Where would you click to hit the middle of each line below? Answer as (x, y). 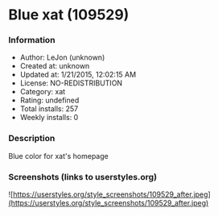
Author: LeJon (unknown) (62, 57)
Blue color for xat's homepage (58, 156)
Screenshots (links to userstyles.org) (83, 177)
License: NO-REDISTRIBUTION (71, 83)
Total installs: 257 (49, 109)
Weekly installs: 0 (49, 118)
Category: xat (43, 92)
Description (32, 139)
